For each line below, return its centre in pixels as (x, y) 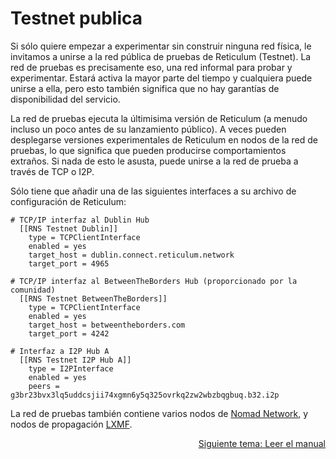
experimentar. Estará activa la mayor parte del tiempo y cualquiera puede (161, 78)
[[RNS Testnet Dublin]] (68, 228)
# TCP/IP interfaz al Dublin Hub (80, 220)
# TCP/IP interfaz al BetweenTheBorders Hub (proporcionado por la (154, 281)
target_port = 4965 (69, 263)
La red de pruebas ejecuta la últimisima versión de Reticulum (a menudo (159, 118)
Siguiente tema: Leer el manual (262, 443)
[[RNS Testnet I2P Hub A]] (75, 360)
